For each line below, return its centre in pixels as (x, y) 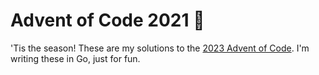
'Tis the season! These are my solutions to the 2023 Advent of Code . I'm (160, 48)
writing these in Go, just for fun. (75, 58)
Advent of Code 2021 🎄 (107, 20)
